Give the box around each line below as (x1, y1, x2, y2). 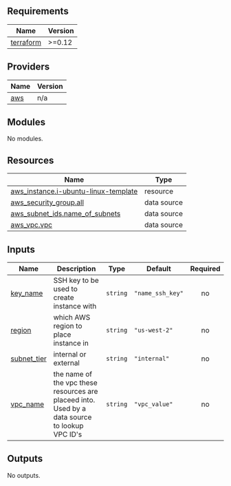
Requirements (7, 6, 69, 17)
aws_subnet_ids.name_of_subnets (10, 209, 121, 219)
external (53, 358, 80, 368)
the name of (53, 370, 93, 379)
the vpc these (53, 378, 98, 388)
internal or (53, 350, 87, 359)
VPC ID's (53, 430, 82, 439)
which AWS (53, 313, 91, 322)
